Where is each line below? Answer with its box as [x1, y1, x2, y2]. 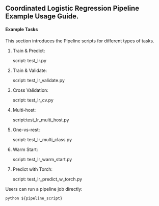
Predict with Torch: [12, 166, 52, 172]
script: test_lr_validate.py [12, 77, 65, 83]
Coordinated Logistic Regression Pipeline [5, 4, 139, 13]
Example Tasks [5, 26, 38, 32]
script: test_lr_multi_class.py [12, 136, 72, 142]
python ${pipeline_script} [5, 196, 63, 201]
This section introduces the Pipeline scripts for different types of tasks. [5, 38, 154, 44]
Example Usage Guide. [5, 12, 79, 21]
